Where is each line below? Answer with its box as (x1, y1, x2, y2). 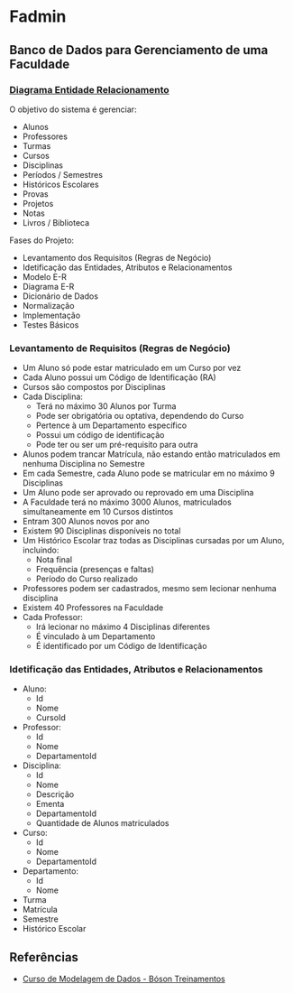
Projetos (22, 198, 54, 209)
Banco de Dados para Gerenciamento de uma (9, 42, 269, 58)
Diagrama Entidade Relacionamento (9, 83, 169, 96)
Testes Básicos (22, 319, 79, 330)
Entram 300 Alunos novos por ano (22, 516, 151, 527)
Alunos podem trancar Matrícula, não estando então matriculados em (22, 449, 281, 459)
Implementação (22, 310, 81, 320)
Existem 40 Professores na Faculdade (22, 602, 164, 613)
